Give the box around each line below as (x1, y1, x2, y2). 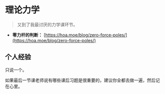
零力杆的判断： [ (12, 32, 46, 38)
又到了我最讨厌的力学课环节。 (17, 22, 78, 27)
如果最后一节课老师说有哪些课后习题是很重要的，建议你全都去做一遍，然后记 (5, 77, 160, 83)
